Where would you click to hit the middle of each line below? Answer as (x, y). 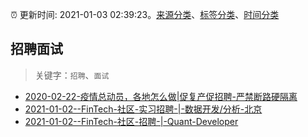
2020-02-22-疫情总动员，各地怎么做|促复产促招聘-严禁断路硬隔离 (161, 96)
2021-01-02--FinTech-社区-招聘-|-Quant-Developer (131, 121)
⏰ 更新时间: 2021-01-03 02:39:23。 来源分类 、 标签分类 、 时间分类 (145, 14)
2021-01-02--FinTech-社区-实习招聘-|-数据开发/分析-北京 (143, 109)
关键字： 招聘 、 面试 (72, 75)
